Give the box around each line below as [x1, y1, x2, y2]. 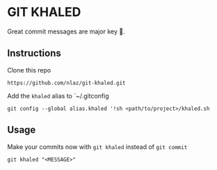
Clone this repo [7, 65, 51, 74]
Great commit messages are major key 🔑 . [7, 27, 125, 36]
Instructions [7, 47, 61, 59]
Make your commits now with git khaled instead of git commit [7, 142, 188, 150]
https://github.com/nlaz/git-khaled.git [7, 79, 127, 86]
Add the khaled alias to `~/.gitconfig [7, 91, 109, 100]
